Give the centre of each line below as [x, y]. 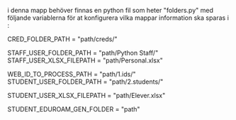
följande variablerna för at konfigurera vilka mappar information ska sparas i [118, 18]
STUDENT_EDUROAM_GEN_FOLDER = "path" [74, 109]
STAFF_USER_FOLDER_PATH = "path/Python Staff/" [83, 53]
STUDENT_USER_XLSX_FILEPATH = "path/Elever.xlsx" [86, 96]
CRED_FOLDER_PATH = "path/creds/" [63, 39]
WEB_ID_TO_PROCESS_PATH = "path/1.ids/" [72, 74]
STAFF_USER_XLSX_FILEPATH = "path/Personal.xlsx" [85, 60]
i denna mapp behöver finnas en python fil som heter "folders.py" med [111, 10]
